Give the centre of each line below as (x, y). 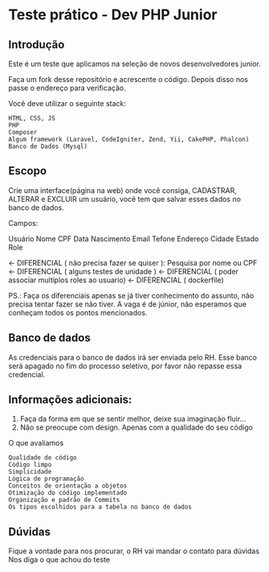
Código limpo (30, 465)
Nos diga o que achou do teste (59, 560)
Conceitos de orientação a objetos (68, 486)
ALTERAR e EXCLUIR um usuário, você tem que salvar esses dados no (124, 199)
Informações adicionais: (70, 400)
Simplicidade (30, 472)
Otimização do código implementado (68, 493)
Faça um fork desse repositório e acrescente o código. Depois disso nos (128, 79)
